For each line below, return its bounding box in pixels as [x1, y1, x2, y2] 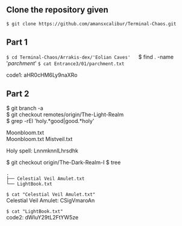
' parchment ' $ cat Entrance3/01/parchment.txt [6, 60, 125, 67]
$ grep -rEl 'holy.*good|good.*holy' [6, 118, 95, 125]
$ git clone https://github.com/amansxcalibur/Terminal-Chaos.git [6, 20, 177, 27]
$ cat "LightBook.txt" [6, 209, 63, 215]
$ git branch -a [6, 105, 43, 112]
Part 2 [6, 89, 30, 99]
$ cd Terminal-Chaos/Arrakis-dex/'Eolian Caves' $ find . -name [6, 53, 174, 60]
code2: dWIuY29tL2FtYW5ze [6, 214, 79, 221]
